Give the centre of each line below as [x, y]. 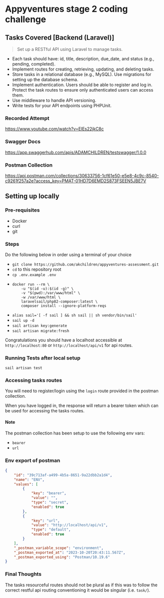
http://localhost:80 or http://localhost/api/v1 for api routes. [69, 345]
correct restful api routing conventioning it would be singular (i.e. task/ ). [78, 590]
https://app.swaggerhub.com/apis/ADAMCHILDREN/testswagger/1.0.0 [76, 152]
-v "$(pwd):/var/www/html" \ [51, 293]
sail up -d [23, 320]
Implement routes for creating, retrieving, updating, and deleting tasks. [83, 69]
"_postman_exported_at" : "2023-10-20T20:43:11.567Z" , [70, 552]
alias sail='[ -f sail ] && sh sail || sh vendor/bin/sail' [74, 315]
